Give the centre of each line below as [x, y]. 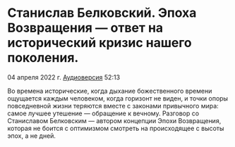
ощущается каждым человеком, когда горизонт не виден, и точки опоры [117, 98]
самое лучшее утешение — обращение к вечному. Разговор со [103, 113]
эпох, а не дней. [32, 136]
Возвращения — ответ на [85, 28]
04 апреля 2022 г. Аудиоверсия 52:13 [64, 77]
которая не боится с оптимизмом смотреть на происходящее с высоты [116, 128]
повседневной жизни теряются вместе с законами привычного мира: [113, 106]
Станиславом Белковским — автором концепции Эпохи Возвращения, [114, 120]
